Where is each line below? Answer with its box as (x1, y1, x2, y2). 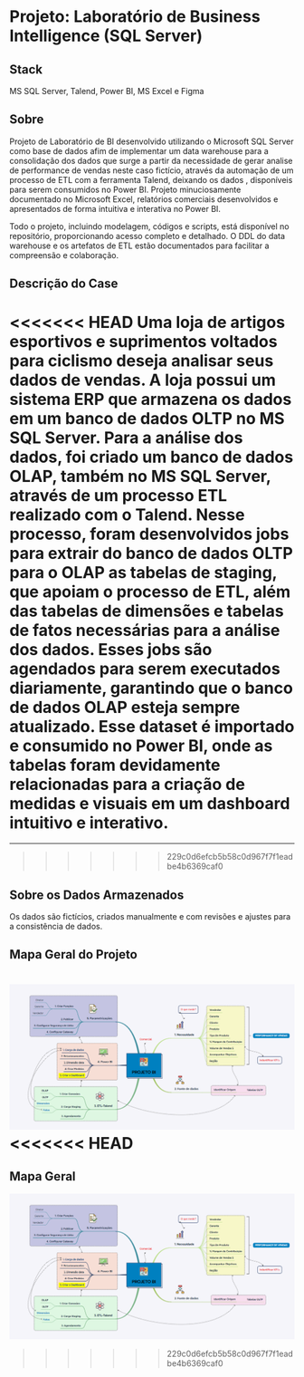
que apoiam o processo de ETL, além (9, 582, 291, 602)
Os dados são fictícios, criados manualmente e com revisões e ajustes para (9, 910, 291, 921)
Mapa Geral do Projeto (9, 947, 138, 962)
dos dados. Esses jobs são (9, 640, 213, 660)
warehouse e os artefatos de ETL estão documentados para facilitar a (9, 240, 270, 251)
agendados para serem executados (9, 659, 280, 679)
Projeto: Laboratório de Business (9, 6, 261, 27)
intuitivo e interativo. (9, 813, 169, 833)
